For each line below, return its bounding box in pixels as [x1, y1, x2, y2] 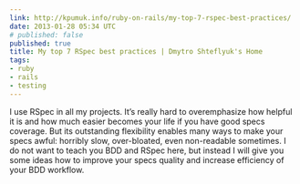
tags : [9, 56, 30, 65]
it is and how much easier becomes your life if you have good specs [9, 116, 265, 127]
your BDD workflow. [9, 164, 85, 175]
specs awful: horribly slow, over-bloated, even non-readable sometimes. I [9, 135, 286, 146]
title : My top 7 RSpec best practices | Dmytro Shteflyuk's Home [9, 47, 263, 56]
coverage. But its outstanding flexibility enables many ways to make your [9, 125, 284, 137]
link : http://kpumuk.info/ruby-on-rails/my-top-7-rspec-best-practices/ [9, 13, 292, 23]
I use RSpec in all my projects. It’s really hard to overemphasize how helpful [9, 106, 293, 117]
